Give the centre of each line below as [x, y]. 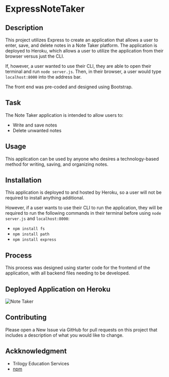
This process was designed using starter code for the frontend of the [78, 268]
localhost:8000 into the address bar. [44, 77]
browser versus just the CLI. [35, 56]
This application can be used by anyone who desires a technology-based [82, 159]
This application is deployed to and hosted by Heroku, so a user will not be [83, 192]
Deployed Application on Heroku [58, 289]
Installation [23, 180]
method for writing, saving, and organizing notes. [57, 164]
